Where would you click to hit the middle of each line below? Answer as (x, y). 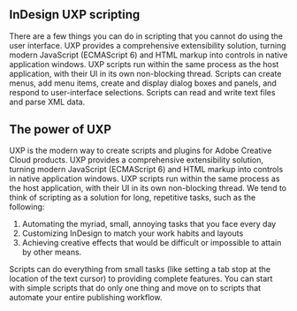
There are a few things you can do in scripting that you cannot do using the (146, 36)
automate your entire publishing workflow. (86, 298)
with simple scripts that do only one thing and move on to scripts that (135, 288)
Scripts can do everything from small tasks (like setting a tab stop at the (140, 269)
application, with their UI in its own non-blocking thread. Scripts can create (145, 73)
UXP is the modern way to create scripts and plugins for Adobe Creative (141, 151)
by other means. (52, 252)
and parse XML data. (47, 102)
